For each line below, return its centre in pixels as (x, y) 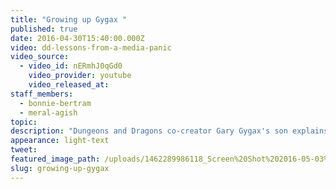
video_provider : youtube (80, 76)
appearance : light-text (60, 141)
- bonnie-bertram (55, 103)
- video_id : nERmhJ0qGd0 (71, 66)
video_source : (40, 57)
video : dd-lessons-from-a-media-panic (91, 47)
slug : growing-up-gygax (60, 168)
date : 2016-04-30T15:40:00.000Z (77, 38)
